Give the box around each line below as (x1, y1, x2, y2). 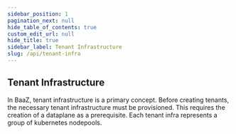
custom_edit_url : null (7, 30, 75, 38)
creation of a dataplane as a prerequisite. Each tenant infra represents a (7, 110, 218, 119)
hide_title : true (7, 37, 59, 44)
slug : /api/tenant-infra (7, 51, 81, 58)
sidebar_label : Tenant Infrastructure (7, 43, 122, 51)
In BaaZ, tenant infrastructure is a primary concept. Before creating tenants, (7, 96, 230, 104)
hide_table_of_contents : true (7, 24, 97, 31)
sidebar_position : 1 (7, 10, 69, 18)
